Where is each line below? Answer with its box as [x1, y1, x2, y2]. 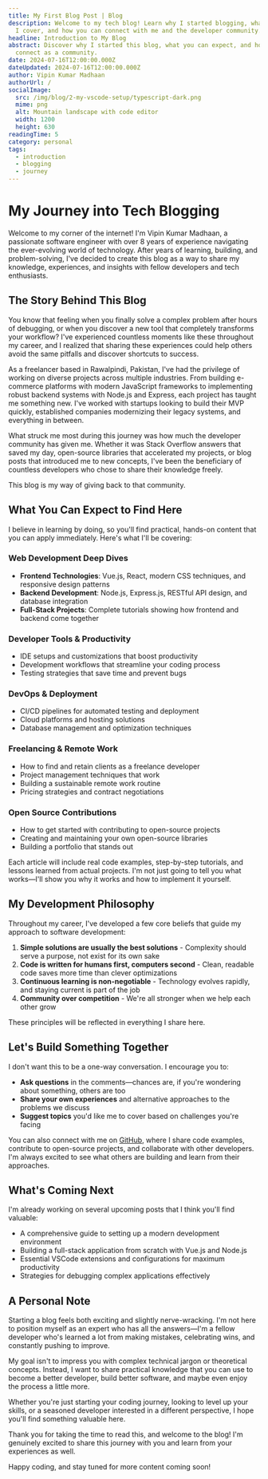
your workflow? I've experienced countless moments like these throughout [8, 332, 254, 342]
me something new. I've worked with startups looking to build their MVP [8, 398, 245, 408]
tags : [8, 145, 26, 153]
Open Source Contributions [8, 807, 117, 818]
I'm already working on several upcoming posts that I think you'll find [8, 1204, 235, 1214]
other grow [19, 1002, 57, 1011]
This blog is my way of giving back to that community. [8, 480, 186, 489]
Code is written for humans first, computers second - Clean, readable [19, 959, 254, 969]
